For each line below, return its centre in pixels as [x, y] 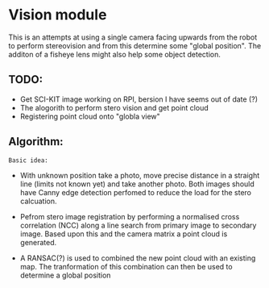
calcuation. [38, 201]
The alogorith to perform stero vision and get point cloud [114, 107]
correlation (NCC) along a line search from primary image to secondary [138, 225]
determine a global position [65, 275]
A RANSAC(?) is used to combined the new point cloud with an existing [138, 258]
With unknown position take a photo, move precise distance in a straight [140, 175]
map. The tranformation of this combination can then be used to [126, 266]
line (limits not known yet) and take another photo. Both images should [137, 184]
